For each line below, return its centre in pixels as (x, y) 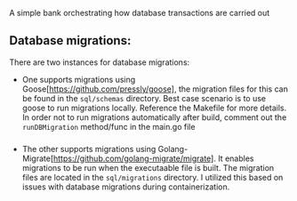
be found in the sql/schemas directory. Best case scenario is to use (144, 98)
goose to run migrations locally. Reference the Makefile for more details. (154, 108)
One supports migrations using (79, 79)
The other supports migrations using (89, 149)
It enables (236, 158)
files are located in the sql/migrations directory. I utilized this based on (153, 177)
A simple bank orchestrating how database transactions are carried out (140, 13)
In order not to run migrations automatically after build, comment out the (154, 117)
